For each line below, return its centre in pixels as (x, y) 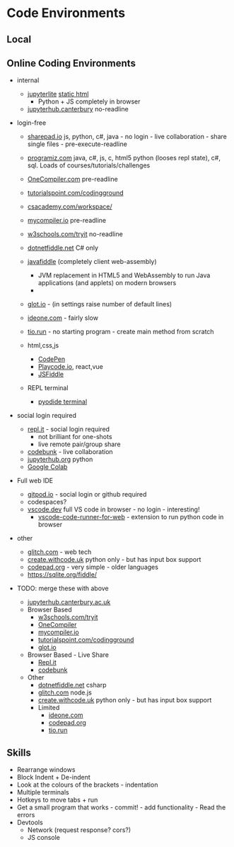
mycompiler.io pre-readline (67, 221)
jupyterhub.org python (60, 460)
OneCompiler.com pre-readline (72, 179)
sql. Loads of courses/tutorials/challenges (89, 165)
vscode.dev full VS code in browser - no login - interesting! (113, 509)
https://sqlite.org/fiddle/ (62, 575)
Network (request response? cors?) (79, 830)
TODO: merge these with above (63, 588)
